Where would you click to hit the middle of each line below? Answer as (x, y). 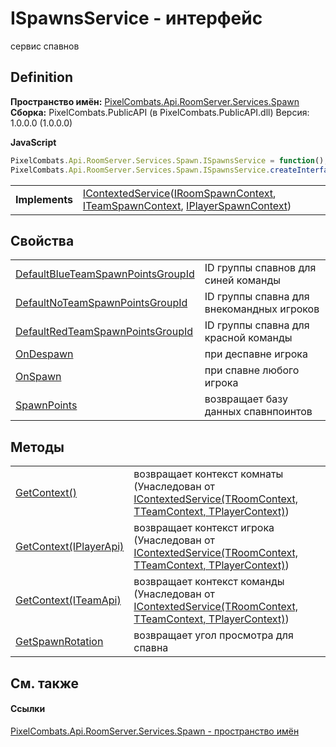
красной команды (248, 338)
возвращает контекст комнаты (208, 474)
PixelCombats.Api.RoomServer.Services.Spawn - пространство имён (155, 731)
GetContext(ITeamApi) (68, 600)
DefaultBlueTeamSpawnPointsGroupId (105, 274)
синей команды (243, 280)
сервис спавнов (45, 46)
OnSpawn (38, 377)
